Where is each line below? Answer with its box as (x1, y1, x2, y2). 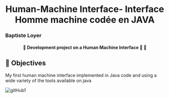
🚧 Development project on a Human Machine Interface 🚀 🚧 (23, 44, 147, 50)
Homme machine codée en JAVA (15, 14, 155, 25)
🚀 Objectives (5, 59, 46, 67)
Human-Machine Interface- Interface (5, 3, 164, 15)
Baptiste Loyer (5, 32, 42, 39)
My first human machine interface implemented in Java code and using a (5, 72, 157, 78)
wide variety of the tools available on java (5, 77, 92, 83)
